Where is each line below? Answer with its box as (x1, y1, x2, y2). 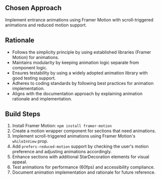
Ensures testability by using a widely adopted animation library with (12, 70, 148, 76)
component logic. (12, 64, 48, 70)
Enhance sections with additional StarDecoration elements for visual (12, 154, 150, 160)
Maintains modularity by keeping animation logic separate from (12, 60, 139, 65)
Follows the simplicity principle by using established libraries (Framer (12, 49, 151, 55)
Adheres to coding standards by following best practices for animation (12, 80, 154, 86)
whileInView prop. (12, 139, 49, 144)
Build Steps (5, 110, 40, 119)
